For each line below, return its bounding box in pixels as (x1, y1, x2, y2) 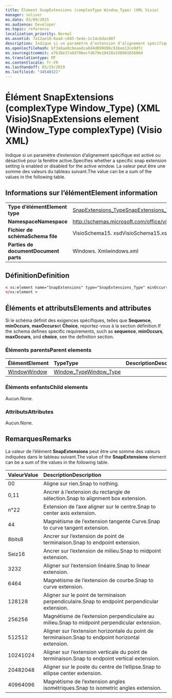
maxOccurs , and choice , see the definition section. (5, 334, 114, 340)
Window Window (8, 368, 48, 376)
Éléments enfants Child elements (5, 384, 88, 391)
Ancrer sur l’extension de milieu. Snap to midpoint (43, 547, 161, 554)
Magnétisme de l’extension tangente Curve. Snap (43, 518, 160, 525)
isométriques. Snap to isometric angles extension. (43, 684, 162, 691)
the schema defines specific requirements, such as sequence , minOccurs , (5, 329, 164, 335)
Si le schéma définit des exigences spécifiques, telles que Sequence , (5, 317, 152, 323)
